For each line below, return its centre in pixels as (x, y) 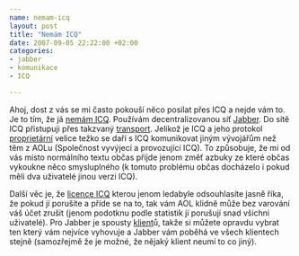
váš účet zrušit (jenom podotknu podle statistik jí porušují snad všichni (140, 213)
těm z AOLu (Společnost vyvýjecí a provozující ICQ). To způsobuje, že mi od (150, 147)
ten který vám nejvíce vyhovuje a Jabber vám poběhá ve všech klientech (145, 232)
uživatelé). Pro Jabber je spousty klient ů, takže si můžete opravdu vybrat (145, 222)
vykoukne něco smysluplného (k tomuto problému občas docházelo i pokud (149, 166)
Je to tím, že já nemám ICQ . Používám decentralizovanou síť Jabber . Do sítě (149, 119)
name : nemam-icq (40, 18)
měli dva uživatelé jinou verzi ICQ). (74, 176)
